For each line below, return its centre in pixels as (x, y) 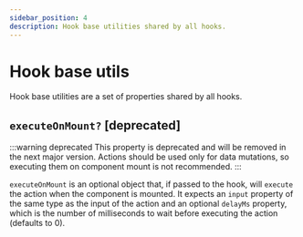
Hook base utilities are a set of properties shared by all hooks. (126, 97)
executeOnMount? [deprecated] (95, 125)
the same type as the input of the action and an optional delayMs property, (148, 204)
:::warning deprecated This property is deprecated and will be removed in (148, 148)
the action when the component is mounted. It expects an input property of (151, 194)
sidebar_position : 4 (49, 18)
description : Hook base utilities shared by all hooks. (118, 26)
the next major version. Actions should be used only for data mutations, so (149, 157)
